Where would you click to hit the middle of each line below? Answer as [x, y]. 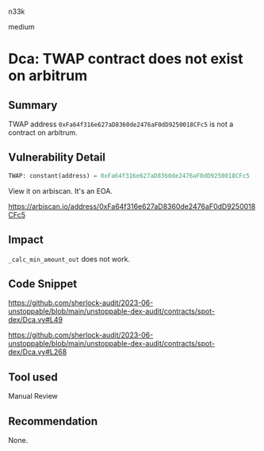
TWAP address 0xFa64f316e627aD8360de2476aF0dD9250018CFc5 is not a [121, 124]
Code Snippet [43, 284]
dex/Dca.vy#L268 [38, 352]
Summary [33, 105]
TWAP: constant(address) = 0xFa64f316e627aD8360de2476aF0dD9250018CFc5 [129, 175]
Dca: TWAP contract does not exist [126, 59]
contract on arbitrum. [43, 133]
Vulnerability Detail [57, 158]
